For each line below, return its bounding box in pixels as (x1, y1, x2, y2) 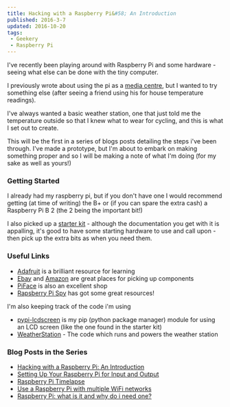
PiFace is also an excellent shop (16, 281, 108, 290)
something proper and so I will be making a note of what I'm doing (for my (7, 152, 216, 160)
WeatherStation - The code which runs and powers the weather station (16, 330, 218, 338)
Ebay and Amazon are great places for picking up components (16, 274, 194, 282)
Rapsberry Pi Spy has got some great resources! (16, 289, 154, 297)
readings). (7, 96, 36, 104)
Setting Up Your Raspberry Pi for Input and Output (16, 370, 159, 378)
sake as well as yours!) (7, 159, 72, 167)
